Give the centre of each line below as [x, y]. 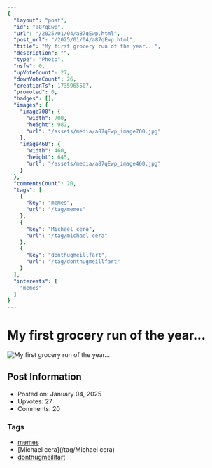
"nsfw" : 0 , [29, 66]
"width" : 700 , [47, 118]
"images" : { [31, 105]
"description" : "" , [42, 53]
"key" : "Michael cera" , [61, 229]
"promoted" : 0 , [36, 92]
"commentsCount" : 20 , [45, 183]
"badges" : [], [34, 99]
